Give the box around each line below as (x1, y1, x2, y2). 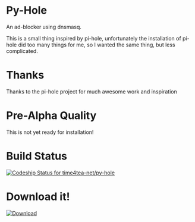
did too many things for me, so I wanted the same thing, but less (18, 41, 175, 48)
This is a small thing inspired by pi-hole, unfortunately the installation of (6, 35, 181, 42)
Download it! (6, 190, 70, 203)
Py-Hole (6, 4, 48, 17)
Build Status (6, 149, 67, 162)
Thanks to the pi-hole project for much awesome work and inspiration (6, 87, 177, 95)
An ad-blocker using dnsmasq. (6, 23, 82, 30)
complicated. (6, 47, 39, 54)
